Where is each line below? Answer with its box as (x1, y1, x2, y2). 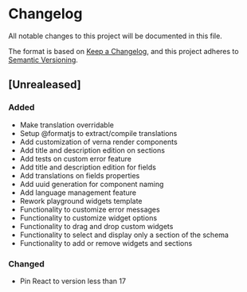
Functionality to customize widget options (19, 212, 158, 223)
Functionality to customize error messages (19, 204, 161, 214)
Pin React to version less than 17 (19, 276, 126, 286)
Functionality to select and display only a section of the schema (19, 230, 229, 239)
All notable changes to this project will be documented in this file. (8, 31, 223, 41)
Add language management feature (19, 188, 137, 197)
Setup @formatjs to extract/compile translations (19, 128, 178, 138)
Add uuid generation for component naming (19, 179, 164, 189)
